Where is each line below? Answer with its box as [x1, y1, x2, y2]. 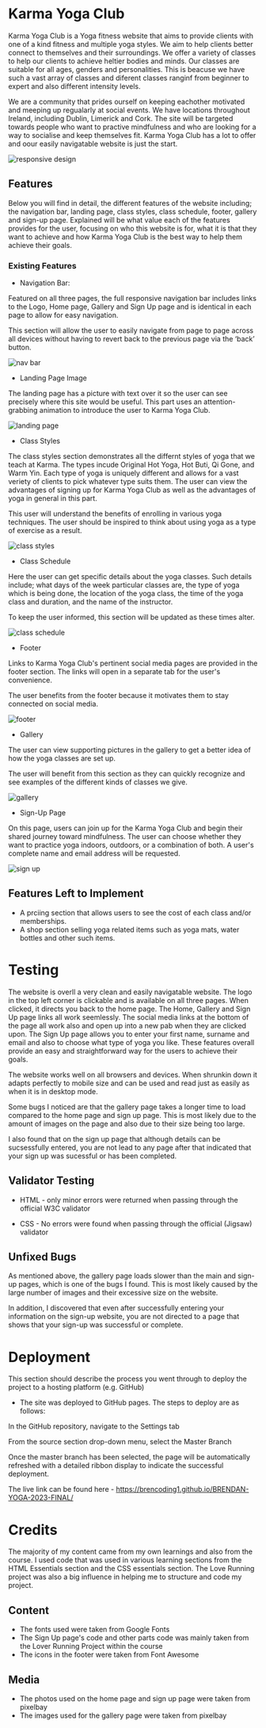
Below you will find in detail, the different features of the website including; [8, 198, 252, 208]
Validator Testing [8, 1174, 95, 1188]
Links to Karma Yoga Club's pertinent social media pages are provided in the [8, 658, 258, 668]
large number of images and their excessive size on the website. [8, 1288, 218, 1298]
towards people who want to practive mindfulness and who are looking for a [8, 122, 256, 132]
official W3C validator [19, 1203, 91, 1213]
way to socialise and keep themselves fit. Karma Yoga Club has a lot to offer [8, 130, 256, 139]
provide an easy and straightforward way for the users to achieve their [8, 1046, 237, 1055]
